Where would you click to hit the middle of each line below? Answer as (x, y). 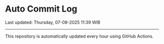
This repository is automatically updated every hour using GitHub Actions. (79, 36)
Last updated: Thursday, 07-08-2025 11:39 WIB (53, 22)
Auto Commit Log (41, 9)
